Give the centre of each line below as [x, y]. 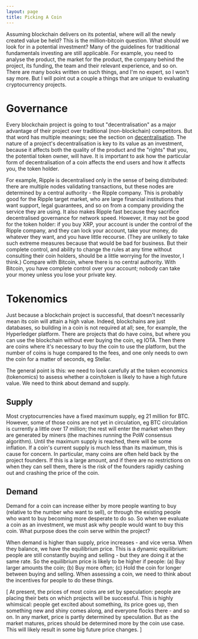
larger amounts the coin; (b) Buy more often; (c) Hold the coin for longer [94, 568]
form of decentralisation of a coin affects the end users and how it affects [96, 162]
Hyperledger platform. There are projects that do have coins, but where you [98, 334]
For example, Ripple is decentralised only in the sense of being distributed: [97, 180]
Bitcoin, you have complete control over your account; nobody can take [93, 269]
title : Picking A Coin [34, 17]
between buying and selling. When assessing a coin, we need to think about [99, 574]
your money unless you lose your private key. [61, 275]
